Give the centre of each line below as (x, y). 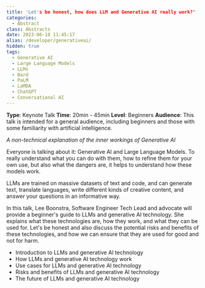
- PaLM (20, 80)
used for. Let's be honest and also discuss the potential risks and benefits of (102, 227)
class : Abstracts (28, 29)
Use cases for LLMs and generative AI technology (78, 265)
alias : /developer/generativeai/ (49, 40)
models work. (24, 171)
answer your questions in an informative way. (64, 196)
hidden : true (23, 47)
